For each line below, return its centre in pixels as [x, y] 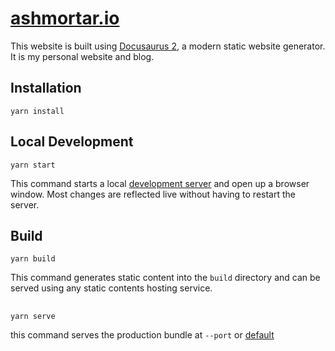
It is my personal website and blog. [82, 56]
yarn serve [33, 316]
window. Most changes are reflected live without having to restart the [153, 194]
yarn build [33, 259]
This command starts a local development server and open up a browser [160, 183]
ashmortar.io [65, 18]
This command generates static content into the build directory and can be [165, 278]
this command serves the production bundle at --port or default [142, 334]
